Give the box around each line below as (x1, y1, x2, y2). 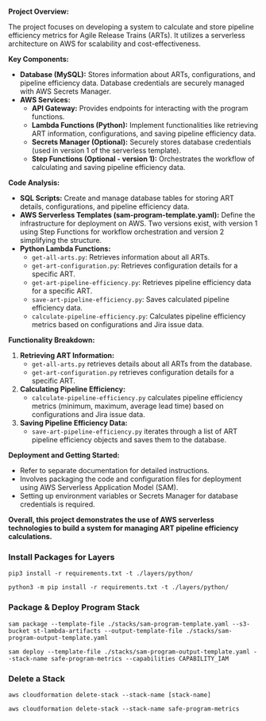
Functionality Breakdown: (8, 335, 95, 345)
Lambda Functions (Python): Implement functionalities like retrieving (31, 121, 259, 129)
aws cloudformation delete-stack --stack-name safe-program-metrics (8, 704, 240, 713)
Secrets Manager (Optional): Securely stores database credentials (31, 137, 252, 146)
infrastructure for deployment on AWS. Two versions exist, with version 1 (19, 218, 258, 228)
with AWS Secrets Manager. (19, 87, 111, 96)
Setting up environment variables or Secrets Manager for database (19, 492, 239, 500)
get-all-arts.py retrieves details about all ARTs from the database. (31, 359, 253, 368)
